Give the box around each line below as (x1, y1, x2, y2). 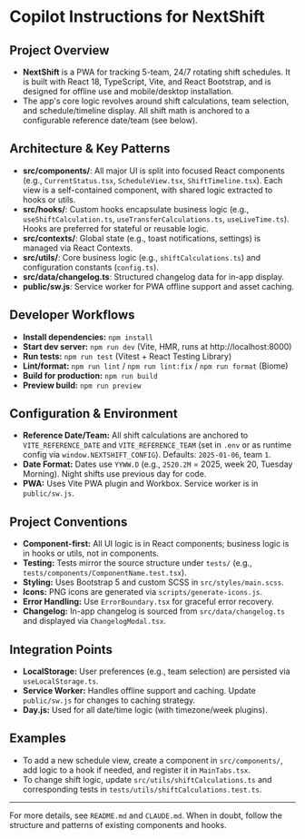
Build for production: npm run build (22, 370, 158, 380)
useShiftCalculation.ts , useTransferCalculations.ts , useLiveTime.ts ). (22, 213, 290, 224)
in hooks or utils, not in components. (22, 548, 160, 559)
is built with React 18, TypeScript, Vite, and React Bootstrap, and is (22, 76, 271, 87)
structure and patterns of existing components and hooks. (9, 819, 227, 830)
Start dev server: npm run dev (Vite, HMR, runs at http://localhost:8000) (22, 341, 292, 351)
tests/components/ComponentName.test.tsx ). (22, 568, 188, 578)
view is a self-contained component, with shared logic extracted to (22, 184, 273, 195)
